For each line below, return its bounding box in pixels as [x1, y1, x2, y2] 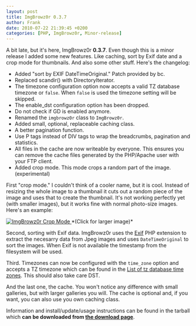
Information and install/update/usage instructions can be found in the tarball [6, 307, 190, 314]
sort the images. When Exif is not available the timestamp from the [6, 242, 167, 249]
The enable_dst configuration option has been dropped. [14, 102, 150, 109]
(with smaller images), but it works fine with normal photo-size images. [6, 200, 178, 207]
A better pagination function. [14, 127, 85, 134]
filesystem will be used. [6, 248, 63, 256]
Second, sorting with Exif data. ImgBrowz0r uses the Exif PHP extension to [6, 230, 187, 237]
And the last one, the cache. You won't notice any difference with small [6, 283, 178, 291]
